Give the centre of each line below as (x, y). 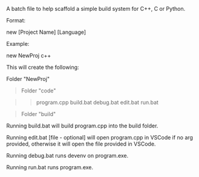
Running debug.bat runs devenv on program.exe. (67, 156)
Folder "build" (38, 114)
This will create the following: (43, 67)
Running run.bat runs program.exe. (50, 167)
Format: (16, 20)
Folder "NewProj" (28, 79)
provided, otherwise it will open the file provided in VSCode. (81, 144)
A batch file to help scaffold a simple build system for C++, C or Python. (96, 9)
